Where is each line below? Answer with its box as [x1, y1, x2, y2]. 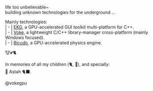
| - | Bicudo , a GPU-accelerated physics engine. [5, 40, 102, 46]
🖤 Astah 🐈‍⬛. [5, 69, 31, 74]
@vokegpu [5, 80, 27, 86]
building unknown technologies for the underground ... [5, 9, 116, 15]
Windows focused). [5, 34, 45, 40]
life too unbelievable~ [5, 4, 49, 10]
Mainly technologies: [5, 19, 48, 25]
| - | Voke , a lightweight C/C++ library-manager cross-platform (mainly [5, 30, 149, 35]
